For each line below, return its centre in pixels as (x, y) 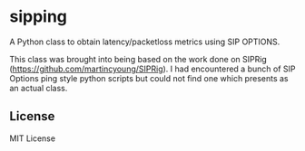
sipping (39, 17)
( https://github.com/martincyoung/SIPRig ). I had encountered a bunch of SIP (152, 69)
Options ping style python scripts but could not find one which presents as (149, 78)
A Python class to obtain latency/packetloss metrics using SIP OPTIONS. (145, 42)
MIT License (33, 138)
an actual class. (39, 88)
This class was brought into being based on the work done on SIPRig (138, 59)
